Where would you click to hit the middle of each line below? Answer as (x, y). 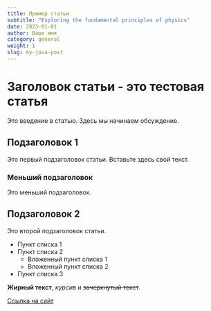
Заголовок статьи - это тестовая (106, 87)
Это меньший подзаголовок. (49, 192)
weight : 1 (21, 46)
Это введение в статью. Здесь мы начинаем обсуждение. (93, 120)
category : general (34, 40)
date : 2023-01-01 (32, 26)
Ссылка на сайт (30, 301)
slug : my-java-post (35, 53)
